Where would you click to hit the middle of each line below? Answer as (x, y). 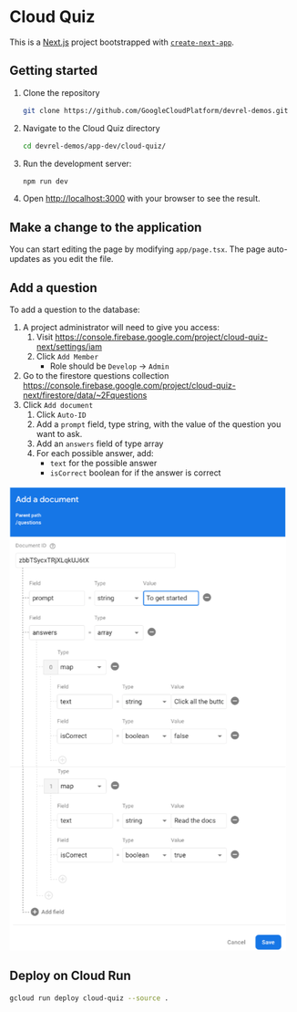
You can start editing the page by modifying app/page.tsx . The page (138, 249)
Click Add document (58, 405)
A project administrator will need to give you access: (121, 327)
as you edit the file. (78, 259)
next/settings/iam (69, 347)
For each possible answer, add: (95, 453)
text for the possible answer (103, 463)
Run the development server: (77, 163)
